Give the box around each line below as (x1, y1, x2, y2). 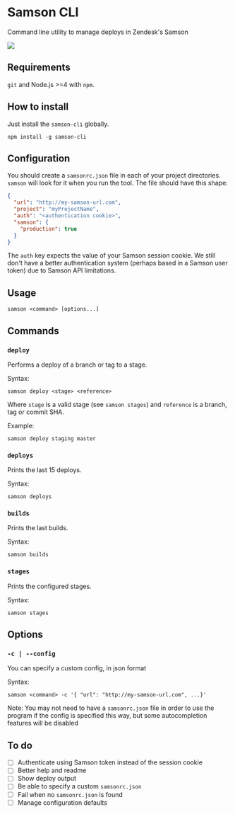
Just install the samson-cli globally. (7, 120, 109, 128)
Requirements (7, 62, 71, 74)
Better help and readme (17, 766, 87, 775)
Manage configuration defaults (17, 798, 108, 807)
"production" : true (20, 225, 78, 232)
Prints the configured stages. (7, 582, 92, 590)
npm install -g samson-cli (7, 133, 87, 140)
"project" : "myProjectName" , (13, 206, 100, 213)
